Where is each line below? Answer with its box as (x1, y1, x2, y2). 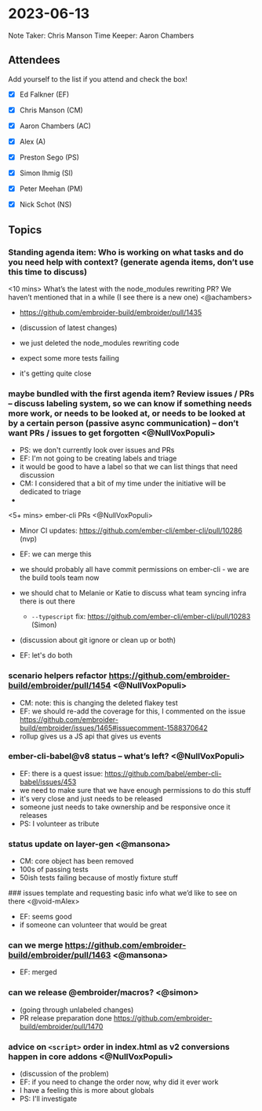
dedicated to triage (19, 487, 82, 497)
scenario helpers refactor (8, 670, 107, 681)
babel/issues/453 (19, 777, 77, 786)
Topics (8, 223, 42, 236)
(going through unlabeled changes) (19, 1005, 134, 1014)
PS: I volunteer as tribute (19, 819, 100, 828)
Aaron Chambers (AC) (19, 121, 92, 130)
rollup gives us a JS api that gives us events (19, 731, 162, 741)
